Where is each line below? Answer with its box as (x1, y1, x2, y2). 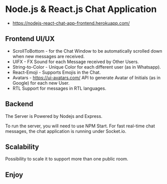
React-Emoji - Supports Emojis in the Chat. (12, 69, 101, 75)
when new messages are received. (12, 53, 85, 59)
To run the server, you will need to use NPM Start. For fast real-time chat (5, 123, 155, 129)
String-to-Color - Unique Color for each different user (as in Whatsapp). (12, 64, 161, 70)
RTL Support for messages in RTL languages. (12, 85, 106, 91)
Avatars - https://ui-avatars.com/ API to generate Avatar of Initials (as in (12, 74, 160, 81)
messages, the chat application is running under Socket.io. (5, 128, 126, 134)
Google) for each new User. (12, 80, 70, 86)
